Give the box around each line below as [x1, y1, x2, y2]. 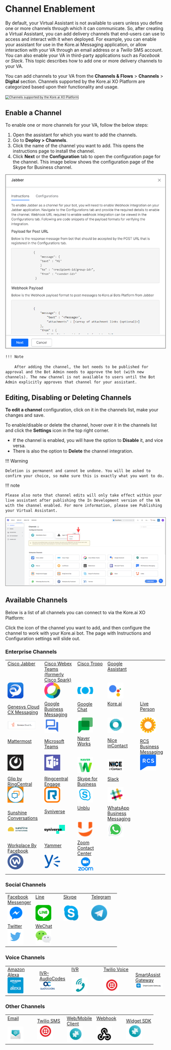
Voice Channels [5, 954, 45, 961]
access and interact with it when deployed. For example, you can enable [5, 36, 156, 42]
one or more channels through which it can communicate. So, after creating [5, 25, 163, 31]
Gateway [135, 977, 154, 983]
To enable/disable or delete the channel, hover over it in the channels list [5, 422, 157, 428]
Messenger [7, 899, 31, 905]
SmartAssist [135, 972, 161, 978]
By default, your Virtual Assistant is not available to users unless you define [5, 20, 163, 26]
